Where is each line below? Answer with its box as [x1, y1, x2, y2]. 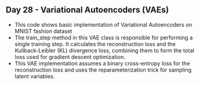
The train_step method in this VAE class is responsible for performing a [14, 33, 193, 41]
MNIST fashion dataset [14, 27, 73, 35]
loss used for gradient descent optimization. [14, 53, 126, 60]
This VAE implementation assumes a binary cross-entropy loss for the [14, 59, 190, 67]
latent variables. [14, 72, 55, 80]
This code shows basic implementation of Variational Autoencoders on [14, 21, 193, 28]
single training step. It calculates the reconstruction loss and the [14, 40, 176, 47]
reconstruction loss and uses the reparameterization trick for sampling [14, 66, 192, 73]
